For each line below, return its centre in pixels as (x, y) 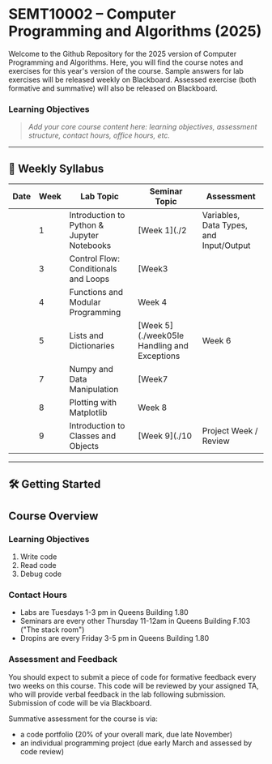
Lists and (86, 335)
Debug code (41, 574)
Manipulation (94, 390)
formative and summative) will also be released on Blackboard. (113, 88)
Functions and (96, 292)
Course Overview (53, 516)
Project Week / (230, 431)
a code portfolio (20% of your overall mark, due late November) (126, 734)
